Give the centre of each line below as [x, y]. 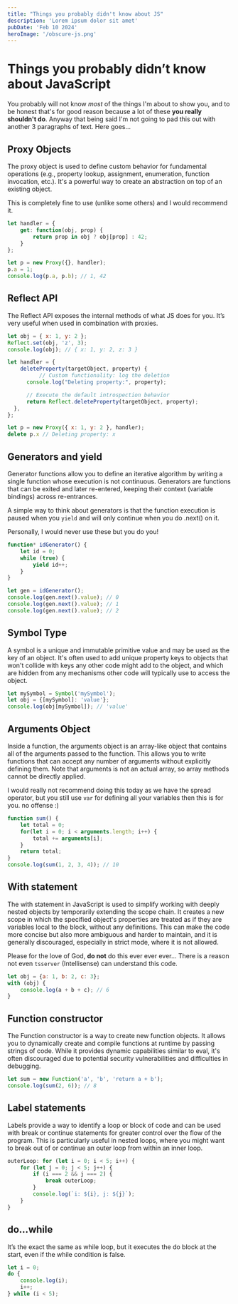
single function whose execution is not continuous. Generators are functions [119, 481]
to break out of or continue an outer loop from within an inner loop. [105, 1148]
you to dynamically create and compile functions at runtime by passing [111, 1043]
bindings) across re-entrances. [53, 497]
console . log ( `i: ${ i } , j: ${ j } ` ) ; [84, 1194]
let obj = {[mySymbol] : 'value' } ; [59, 700]
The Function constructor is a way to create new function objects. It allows [117, 1036]
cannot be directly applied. [47, 776]
